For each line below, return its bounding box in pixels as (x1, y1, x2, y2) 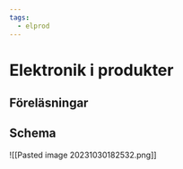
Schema (9, 126, 57, 141)
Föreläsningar (9, 96, 89, 111)
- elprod (17, 21, 50, 30)
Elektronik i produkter (9, 60, 174, 80)
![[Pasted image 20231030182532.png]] (9, 149, 157, 160)
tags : (9, 13, 30, 22)
